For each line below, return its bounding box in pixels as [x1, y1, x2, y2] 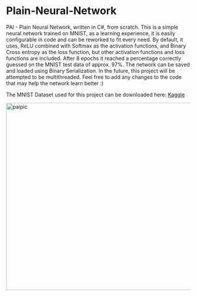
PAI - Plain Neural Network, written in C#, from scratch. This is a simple [6, 23, 179, 31]
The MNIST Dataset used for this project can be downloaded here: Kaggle [6, 91, 185, 98]
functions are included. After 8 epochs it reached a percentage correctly [6, 55, 182, 62]
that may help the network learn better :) [6, 79, 104, 86]
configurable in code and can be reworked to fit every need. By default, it [6, 36, 184, 43]
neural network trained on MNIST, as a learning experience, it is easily [6, 29, 176, 36]
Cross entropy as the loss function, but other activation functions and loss [6, 48, 185, 55]
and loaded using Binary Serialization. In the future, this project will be [6, 67, 175, 74]
